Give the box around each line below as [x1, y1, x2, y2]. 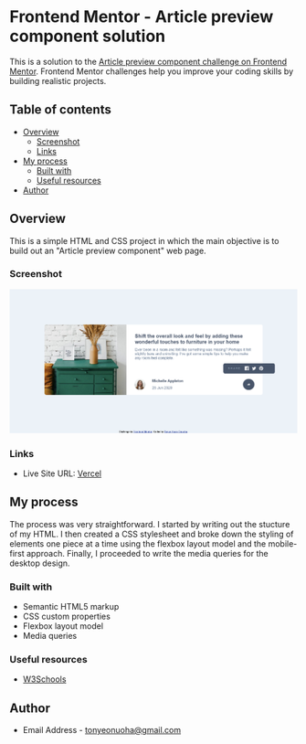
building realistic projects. [9, 75, 107, 86]
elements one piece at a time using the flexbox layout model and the [9, 537, 267, 549]
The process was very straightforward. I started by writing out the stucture [9, 518, 290, 529]
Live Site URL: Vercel [22, 468, 102, 479]
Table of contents [9, 102, 111, 118]
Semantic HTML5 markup [22, 601, 120, 612]
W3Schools [22, 674, 67, 685]
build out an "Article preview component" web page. [9, 245, 207, 256]
